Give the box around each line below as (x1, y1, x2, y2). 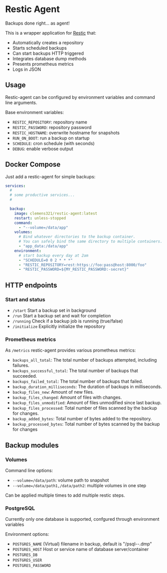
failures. (12, 363, 30, 369)
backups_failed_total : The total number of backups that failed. (12, 378, 143, 385)
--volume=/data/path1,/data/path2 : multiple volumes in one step (12, 482, 146, 488)
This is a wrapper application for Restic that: (5, 30, 96, 36)
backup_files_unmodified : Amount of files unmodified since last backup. (12, 400, 162, 406)
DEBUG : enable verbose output (12, 146, 74, 152)
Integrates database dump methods (12, 55, 87, 61)
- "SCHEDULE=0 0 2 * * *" (18, 258, 73, 263)
